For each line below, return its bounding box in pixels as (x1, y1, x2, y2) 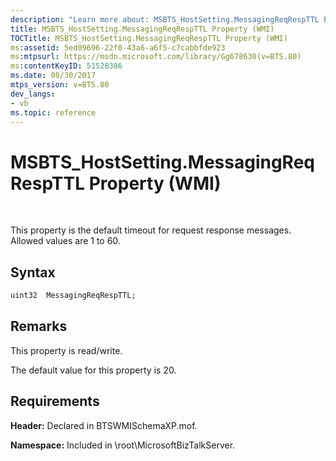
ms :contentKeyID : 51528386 (10, 61, 123, 71)
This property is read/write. (10, 344, 123, 356)
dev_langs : (10, 89, 56, 99)
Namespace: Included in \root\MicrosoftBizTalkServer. (10, 439, 236, 451)
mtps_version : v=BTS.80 (10, 80, 110, 90)
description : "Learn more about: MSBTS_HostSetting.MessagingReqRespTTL (10, 14, 320, 25)
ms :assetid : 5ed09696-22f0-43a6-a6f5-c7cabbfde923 (10, 42, 226, 53)
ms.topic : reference (10, 107, 97, 118)
